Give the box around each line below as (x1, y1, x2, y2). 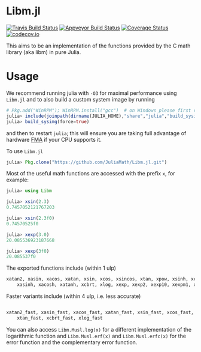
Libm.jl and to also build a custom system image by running (6, 96, 156, 103)
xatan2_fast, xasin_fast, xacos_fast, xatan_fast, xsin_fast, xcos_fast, (6, 309, 194, 315)
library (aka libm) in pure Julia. (6, 48, 81, 55)
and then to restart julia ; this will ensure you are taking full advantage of (6, 129, 187, 136)
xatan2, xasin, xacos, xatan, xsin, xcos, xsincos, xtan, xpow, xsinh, (6, 276, 188, 282)
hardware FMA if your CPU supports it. (6, 136, 102, 143)
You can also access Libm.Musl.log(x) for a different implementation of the (6, 326, 192, 333)
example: (6, 176, 29, 184)
